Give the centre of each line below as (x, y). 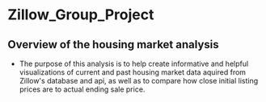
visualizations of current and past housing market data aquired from (133, 72)
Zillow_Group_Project (81, 15)
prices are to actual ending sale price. (82, 89)
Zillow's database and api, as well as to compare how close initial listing (139, 81)
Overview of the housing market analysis (113, 45)
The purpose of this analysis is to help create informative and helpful (134, 63)
